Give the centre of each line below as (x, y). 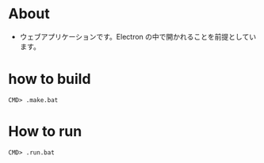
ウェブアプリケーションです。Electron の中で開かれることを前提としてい (138, 36)
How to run (45, 132)
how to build (50, 79)
